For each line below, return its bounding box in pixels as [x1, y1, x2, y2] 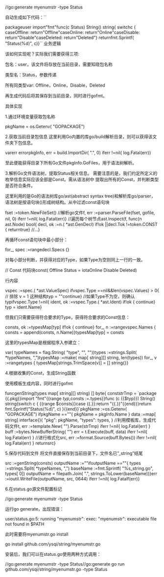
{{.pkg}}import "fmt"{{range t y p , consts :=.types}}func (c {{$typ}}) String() [5, 396, 156, 401]
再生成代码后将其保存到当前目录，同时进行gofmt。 [5, 93, 108, 98]
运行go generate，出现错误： [5, 506, 64, 512]
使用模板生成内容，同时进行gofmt [5, 381, 73, 386]
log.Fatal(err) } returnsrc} [5, 440, 56, 446]
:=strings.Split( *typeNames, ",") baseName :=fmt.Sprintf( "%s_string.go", [5, 465, 154, 471]
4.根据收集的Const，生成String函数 [5, 370, 76, 376]
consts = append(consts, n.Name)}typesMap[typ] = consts [5, 329, 124, 335]
